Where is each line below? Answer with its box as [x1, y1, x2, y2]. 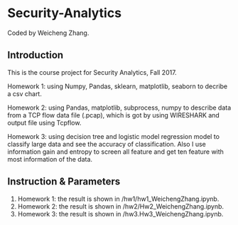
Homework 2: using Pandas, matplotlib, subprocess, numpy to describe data [7, 103, 232, 112]
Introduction [7, 49, 64, 61]
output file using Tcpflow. [7, 118, 82, 127]
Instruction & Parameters [7, 176, 121, 188]
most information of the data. [7, 155, 93, 163]
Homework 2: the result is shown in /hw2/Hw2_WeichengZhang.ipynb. [17, 202, 225, 211]
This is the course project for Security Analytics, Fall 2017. [7, 68, 177, 76]
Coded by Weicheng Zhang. [7, 28, 90, 37]
